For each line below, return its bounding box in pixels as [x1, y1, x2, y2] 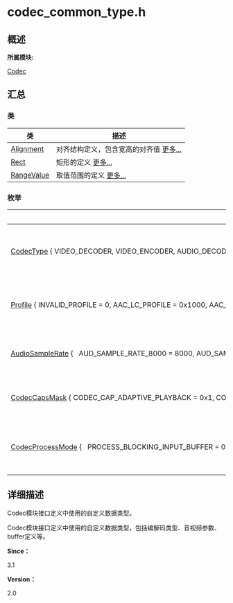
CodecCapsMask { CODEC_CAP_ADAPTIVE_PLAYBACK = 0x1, [10, 392, 215, 402]
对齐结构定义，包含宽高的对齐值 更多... [55, 144, 182, 154]
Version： [7, 575, 37, 583]
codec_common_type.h [7, 4, 146, 20]
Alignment [10, 143, 44, 153]
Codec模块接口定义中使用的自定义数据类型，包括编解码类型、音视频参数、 [7, 523, 221, 532]
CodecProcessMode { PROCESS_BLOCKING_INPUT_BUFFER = [10, 442, 220, 451]
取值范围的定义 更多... [55, 171, 127, 180]
